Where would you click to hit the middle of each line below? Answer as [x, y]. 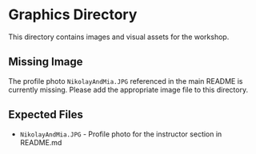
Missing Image [46, 62]
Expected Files [46, 115]
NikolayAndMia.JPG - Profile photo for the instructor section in [121, 134]
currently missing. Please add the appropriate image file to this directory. [128, 89]
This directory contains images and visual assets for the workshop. [119, 37]
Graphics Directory [73, 15]
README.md [41, 142]
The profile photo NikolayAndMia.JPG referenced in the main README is [126, 81]
